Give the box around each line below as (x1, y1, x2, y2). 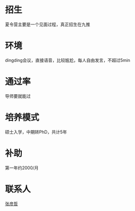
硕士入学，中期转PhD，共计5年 (5, 129, 67, 135)
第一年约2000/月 (5, 165, 39, 171)
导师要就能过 (5, 93, 31, 99)
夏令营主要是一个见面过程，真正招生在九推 (5, 21, 90, 27)
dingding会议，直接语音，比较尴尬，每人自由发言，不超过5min (5, 57, 130, 63)
